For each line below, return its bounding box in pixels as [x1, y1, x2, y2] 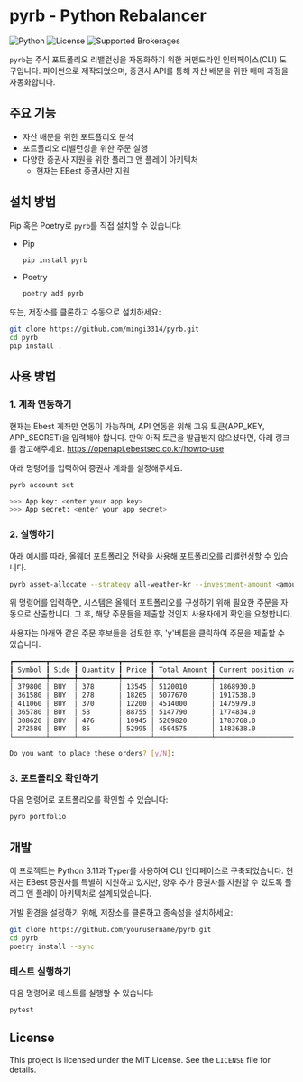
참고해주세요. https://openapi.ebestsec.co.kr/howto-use [18, 443, 225, 454]
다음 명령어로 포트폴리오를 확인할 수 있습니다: [9, 795, 169, 805]
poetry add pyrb [22, 289, 84, 298]
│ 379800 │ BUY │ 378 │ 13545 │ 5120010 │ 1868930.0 [9, 682, 256, 692]
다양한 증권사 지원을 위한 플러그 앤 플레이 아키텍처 [22, 154, 198, 165]
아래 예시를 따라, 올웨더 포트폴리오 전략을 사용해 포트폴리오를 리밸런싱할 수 [9, 550, 272, 561]
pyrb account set [9, 480, 75, 489]
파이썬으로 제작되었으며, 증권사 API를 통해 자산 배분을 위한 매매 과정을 [42, 65, 289, 76]
